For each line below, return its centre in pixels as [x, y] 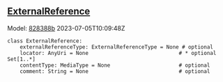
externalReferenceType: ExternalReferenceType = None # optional [117, 47]
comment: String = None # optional [115, 71]
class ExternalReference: [45, 41]
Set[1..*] [22, 59]
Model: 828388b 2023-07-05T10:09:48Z [66, 28]
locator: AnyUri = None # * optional [118, 53]
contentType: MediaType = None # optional [115, 65]
